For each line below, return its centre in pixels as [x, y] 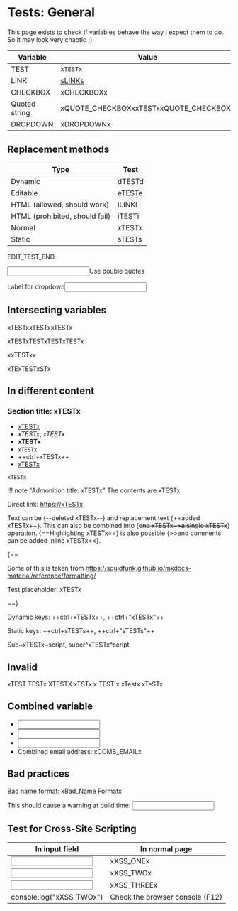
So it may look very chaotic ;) [50, 39]
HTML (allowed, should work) [60, 205]
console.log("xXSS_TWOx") [57, 897]
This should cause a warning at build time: [69, 805]
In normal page [166, 848]
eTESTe [130, 193]
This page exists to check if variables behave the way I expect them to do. [116, 32]
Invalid [22, 667]
